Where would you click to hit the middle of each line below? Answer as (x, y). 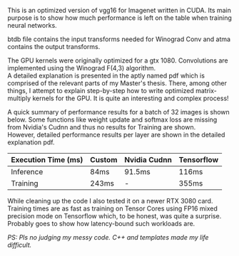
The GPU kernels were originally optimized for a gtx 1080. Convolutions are (118, 60)
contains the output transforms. (54, 47)
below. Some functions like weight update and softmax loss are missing (112, 119)
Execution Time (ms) (47, 160)
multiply (19, 98)
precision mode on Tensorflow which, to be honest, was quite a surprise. (115, 216)
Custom (104, 160)
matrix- (206, 91)
